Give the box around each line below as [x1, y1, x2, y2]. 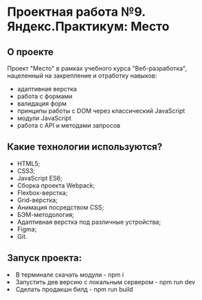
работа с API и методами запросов [16, 122, 121, 129]
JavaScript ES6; [16, 174, 63, 182]
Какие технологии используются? [7, 141, 163, 153]
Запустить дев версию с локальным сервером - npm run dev [16, 277, 196, 286]
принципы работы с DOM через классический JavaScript [16, 107, 186, 115]
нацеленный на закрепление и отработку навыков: [7, 71, 157, 80]
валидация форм [16, 100, 67, 107]
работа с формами [16, 92, 73, 100]
